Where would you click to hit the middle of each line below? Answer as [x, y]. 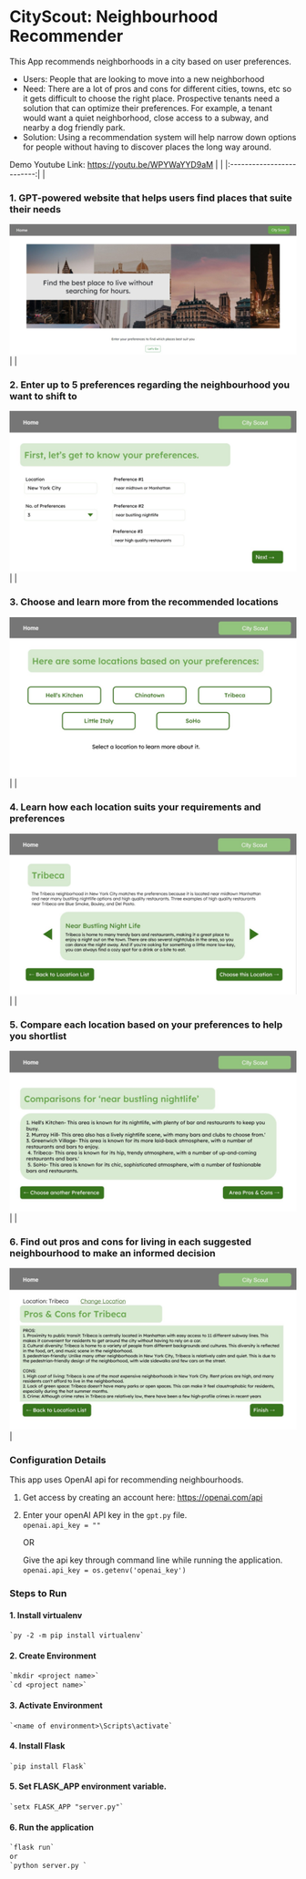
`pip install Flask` [49, 1766]
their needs [36, 209]
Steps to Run [38, 1593]
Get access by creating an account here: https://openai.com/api [143, 1497]
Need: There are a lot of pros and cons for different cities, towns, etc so [157, 88]
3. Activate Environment [56, 1705]
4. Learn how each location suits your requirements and [135, 807]
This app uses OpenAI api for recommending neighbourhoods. [127, 1480]
